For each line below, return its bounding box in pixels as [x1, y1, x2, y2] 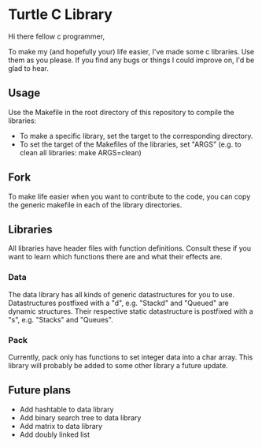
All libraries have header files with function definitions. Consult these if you [8, 244, 252, 253]
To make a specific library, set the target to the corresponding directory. [19, 131, 253, 140]
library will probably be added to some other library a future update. [8, 360, 228, 370]
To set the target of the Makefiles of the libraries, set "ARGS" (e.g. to [19, 140, 242, 149]
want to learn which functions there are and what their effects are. [8, 252, 223, 262]
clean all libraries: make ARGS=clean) [19, 147, 142, 157]
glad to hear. [8, 63, 49, 73]
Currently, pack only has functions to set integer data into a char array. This [8, 352, 253, 362]
